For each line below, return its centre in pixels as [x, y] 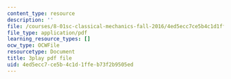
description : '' [30, 20]
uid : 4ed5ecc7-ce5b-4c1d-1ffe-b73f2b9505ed [70, 65]
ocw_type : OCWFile [33, 45]
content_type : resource [41, 13]
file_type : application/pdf [47, 33]
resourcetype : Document [41, 52]
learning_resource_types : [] [49, 39]
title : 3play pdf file [40, 58]
